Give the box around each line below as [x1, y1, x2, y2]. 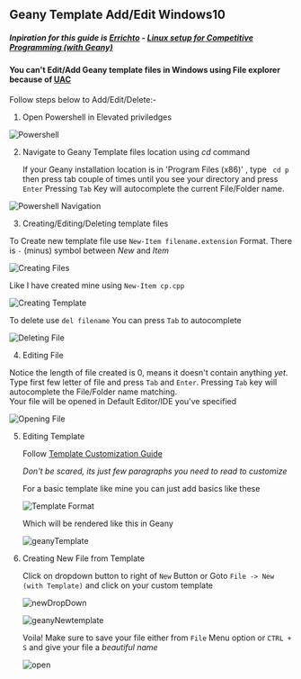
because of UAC [9, 74, 72, 85]
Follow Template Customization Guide [22, 448, 164, 458]
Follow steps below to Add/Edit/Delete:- [9, 94, 157, 104]
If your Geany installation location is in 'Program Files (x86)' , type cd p [22, 164, 289, 175]
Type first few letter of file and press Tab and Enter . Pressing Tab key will [9, 376, 278, 387]
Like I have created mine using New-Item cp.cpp [9, 279, 185, 291]
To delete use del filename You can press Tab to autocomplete [9, 314, 243, 325]
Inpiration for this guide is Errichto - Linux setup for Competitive [9, 32, 254, 43]
